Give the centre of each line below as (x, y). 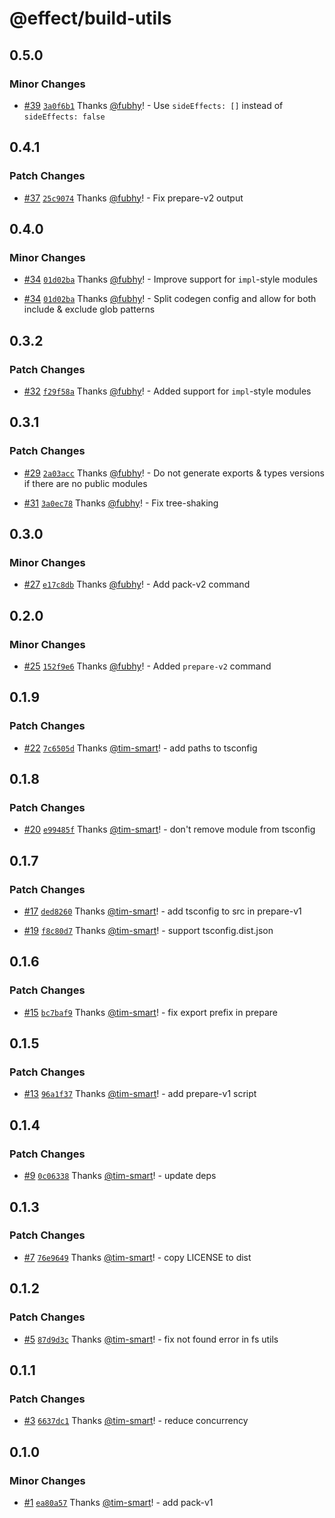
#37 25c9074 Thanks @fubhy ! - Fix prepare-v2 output (133, 198)
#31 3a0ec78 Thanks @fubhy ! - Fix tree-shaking (121, 503)
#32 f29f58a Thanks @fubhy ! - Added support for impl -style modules (167, 391)
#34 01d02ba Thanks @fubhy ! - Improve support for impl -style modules (170, 279)
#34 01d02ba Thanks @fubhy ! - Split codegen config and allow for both (170, 299)
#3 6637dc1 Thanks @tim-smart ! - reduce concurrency (136, 1421)
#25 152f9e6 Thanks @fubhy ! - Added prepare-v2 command (147, 666)
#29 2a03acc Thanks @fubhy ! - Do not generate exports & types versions (174, 473)
